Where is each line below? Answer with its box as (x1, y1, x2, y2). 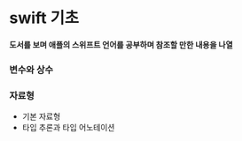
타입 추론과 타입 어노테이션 (21, 122, 115, 132)
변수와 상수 (9, 63, 54, 76)
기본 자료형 (21, 111, 61, 122)
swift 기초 (9, 8, 80, 28)
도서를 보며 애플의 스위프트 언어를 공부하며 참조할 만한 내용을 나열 (9, 39, 233, 49)
